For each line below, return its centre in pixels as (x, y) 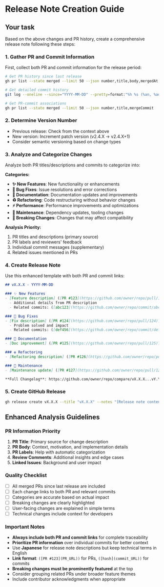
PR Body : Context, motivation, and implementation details (70, 447)
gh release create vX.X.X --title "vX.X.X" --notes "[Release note (75, 402)
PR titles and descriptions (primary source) (55, 237)
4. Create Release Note (33, 265)
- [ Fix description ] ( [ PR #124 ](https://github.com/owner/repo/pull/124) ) (83, 321)
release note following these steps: (40, 44)
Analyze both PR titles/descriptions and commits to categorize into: (73, 165)
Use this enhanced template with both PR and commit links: (65, 276)
